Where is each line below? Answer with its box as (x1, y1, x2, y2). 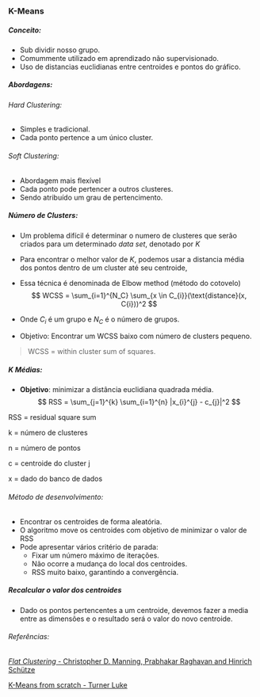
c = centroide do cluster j (8, 459, 90, 468)
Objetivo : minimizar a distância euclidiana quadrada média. (19, 385, 214, 394)
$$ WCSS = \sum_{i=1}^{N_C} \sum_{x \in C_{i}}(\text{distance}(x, (31, 291, 247, 300)
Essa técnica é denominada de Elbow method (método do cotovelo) (19, 278, 242, 288)
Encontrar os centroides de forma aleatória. (19, 516, 162, 526)
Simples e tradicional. (19, 124, 90, 134)
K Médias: (8, 365, 43, 375)
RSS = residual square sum (8, 413, 97, 422)
